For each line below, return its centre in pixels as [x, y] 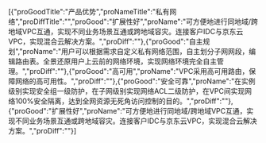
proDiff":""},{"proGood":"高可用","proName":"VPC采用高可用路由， [139, 71]
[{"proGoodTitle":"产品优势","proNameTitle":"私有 [89, 12]
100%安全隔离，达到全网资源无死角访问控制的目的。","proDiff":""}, [124, 101]
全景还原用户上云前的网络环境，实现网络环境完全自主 [129, 61]
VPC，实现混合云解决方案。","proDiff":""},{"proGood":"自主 [106, 41]
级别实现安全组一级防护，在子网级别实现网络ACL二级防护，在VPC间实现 [127, 91]
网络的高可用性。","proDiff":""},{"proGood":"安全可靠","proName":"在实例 [135, 81]
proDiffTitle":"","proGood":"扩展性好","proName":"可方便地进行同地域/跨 [140, 21]
